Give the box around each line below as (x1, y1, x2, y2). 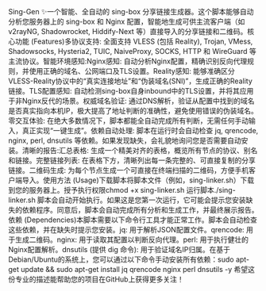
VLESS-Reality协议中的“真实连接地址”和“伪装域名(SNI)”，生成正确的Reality (8, 76, 253, 86)
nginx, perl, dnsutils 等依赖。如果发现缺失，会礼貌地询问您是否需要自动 (8, 136, 241, 145)
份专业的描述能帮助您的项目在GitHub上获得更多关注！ (8, 274, 184, 284)
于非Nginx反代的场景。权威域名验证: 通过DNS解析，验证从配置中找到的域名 (8, 96, 256, 105)
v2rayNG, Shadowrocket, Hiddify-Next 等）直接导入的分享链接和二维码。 (8, 27, 248, 36)
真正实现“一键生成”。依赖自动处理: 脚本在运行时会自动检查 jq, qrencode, (21, 126, 259, 135)
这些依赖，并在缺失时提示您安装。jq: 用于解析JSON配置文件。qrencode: (8, 225, 245, 234)
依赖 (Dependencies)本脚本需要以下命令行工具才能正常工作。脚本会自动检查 (8, 215, 258, 224)
